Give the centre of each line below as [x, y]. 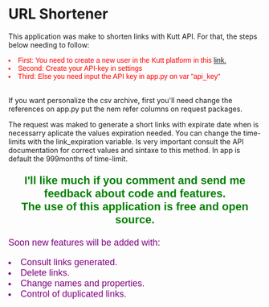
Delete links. [45, 272]
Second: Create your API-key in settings [80, 68]
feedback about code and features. [135, 193]
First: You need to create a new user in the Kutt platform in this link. [122, 60]
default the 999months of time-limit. [68, 159]
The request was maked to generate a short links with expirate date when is [134, 124]
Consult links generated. [69, 262]
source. [135, 220]
